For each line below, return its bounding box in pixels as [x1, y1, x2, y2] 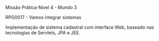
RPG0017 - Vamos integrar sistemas [5, 14, 82, 20]
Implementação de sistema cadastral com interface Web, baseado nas [5, 24, 154, 30]
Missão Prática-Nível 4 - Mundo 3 [5, 5, 77, 10]
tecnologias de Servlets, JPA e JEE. [5, 30, 81, 35]
